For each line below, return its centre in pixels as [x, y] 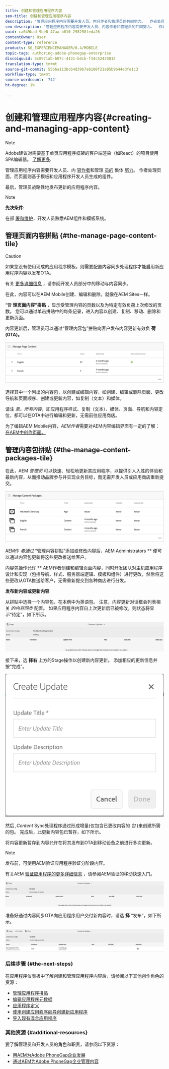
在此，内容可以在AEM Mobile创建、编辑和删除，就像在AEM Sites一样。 [79, 294]
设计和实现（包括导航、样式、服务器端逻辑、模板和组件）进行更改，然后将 [82, 574]
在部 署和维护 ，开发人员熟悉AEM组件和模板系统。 [57, 218]
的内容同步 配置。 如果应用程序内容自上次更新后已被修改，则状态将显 [82, 608]
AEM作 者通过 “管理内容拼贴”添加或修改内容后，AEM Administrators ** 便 [81, 551]
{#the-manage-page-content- [108, 236]
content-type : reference [31, 43]
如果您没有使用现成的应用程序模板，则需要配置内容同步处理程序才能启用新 [82, 266]
